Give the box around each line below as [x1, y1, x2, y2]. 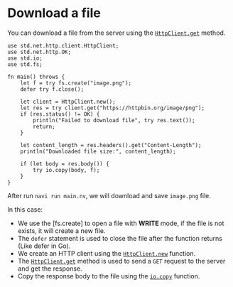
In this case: [7, 205, 43, 214]
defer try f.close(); [20, 85, 84, 93]
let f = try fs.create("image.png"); [20, 80, 132, 87]
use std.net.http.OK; [7, 48, 72, 55]
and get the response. [17, 264, 83, 273]
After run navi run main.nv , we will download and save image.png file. [7, 191, 211, 200]
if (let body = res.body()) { [20, 160, 110, 168]
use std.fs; [7, 60, 43, 68]
